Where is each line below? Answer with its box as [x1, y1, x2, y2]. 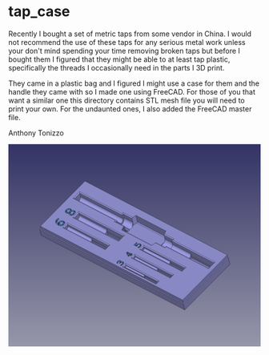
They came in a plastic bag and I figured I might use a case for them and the [8, 79, 260, 88]
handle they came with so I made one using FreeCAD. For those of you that [8, 87, 256, 96]
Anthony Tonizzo [8, 127, 64, 138]
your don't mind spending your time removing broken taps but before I [8, 46, 240, 55]
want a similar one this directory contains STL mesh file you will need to [8, 95, 246, 105]
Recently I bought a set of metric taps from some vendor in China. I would [8, 29, 252, 38]
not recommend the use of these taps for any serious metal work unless [8, 37, 246, 46]
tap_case [8, 2, 70, 21]
